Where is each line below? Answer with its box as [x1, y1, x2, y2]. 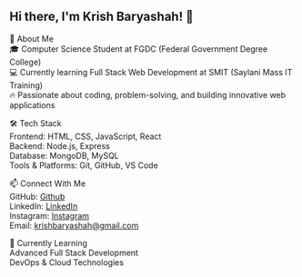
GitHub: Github [9, 191, 65, 202]
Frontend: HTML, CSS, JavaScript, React [9, 131, 162, 142]
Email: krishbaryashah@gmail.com [9, 220, 139, 231]
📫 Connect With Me [9, 178, 86, 189]
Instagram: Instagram [9, 210, 89, 221]
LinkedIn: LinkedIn [9, 201, 78, 212]
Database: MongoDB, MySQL [9, 150, 120, 161]
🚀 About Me [9, 33, 55, 44]
